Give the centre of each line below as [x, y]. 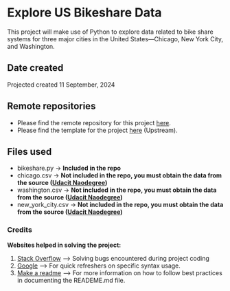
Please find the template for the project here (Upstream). [97, 130]
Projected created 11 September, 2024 [61, 85]
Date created [35, 68]
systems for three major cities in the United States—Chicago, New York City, [115, 39]
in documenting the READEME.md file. [71, 280]
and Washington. [31, 46]
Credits [20, 230]
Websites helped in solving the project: [64, 245]
